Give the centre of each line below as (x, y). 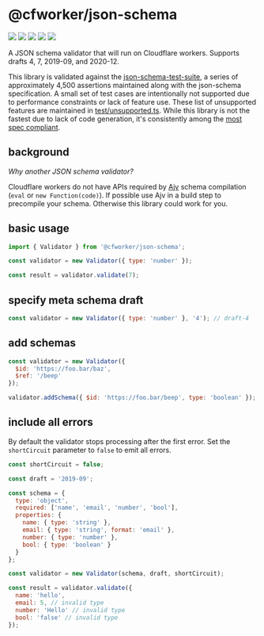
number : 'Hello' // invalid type (70, 610)
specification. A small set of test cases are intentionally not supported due (129, 94)
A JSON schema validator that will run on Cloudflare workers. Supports (124, 52)
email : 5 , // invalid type (60, 603)
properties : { (38, 515)
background (39, 152)
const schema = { (37, 493)
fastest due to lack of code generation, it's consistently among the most (125, 119)
